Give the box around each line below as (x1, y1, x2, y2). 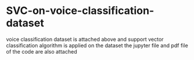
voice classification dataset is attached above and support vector (6, 36, 164, 43)
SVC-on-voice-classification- (6, 4, 154, 17)
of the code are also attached (6, 48, 77, 55)
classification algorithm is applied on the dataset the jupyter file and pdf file (6, 42, 189, 49)
